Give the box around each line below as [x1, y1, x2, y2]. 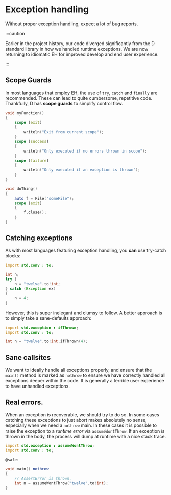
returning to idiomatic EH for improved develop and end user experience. [5, 51, 159, 57]
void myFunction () [5, 110, 44, 116]
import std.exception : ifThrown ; [5, 325, 79, 330]
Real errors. [5, 398, 43, 406]
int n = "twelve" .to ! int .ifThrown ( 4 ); [5, 339, 88, 344]
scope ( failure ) [14, 158, 50, 163]
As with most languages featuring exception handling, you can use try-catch [5, 247, 166, 253]
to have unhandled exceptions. [5, 383, 70, 390]
